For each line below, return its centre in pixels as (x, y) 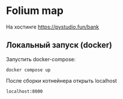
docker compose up (28, 70)
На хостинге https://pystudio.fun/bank (52, 27)
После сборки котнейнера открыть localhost (61, 80)
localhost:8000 (24, 91)
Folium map (35, 11)
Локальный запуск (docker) (59, 45)
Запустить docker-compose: (41, 59)
